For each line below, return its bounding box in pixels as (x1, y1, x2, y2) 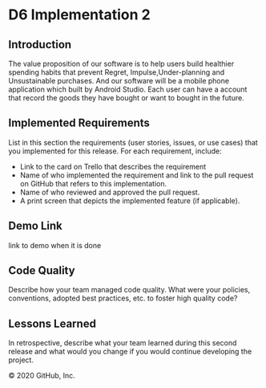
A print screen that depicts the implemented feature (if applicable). (19, 195, 240, 206)
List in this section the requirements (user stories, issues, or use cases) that (8, 137, 258, 147)
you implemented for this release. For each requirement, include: (8, 146, 222, 156)
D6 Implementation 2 (8, 6, 151, 24)
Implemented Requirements (8, 116, 151, 130)
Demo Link (8, 219, 62, 233)
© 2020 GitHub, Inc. (8, 371, 76, 381)
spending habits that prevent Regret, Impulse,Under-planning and (8, 67, 225, 77)
